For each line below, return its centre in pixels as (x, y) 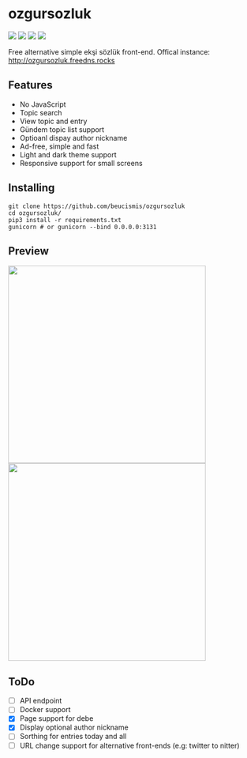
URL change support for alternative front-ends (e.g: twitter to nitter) (129, 745)
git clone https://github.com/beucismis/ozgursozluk (97, 206)
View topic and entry (53, 121)
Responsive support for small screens (81, 163)
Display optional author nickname (74, 727)
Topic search (41, 112)
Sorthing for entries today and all (73, 737)
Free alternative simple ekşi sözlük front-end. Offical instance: (109, 51)
